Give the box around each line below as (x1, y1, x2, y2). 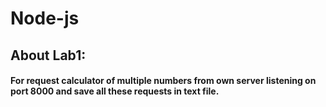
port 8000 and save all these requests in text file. (10, 85, 220, 97)
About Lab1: (10, 47, 87, 64)
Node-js (10, 7, 80, 30)
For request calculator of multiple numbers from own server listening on (10, 75, 317, 87)
